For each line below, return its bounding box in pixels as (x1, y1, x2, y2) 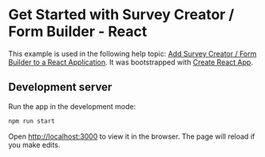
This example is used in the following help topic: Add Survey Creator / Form (8, 49, 257, 58)
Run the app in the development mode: (8, 101, 136, 111)
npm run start (8, 117, 56, 125)
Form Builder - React (8, 22, 148, 41)
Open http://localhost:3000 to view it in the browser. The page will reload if (8, 131, 255, 141)
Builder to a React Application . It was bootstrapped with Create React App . (8, 57, 254, 67)
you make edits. (8, 139, 61, 149)
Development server (8, 80, 113, 94)
